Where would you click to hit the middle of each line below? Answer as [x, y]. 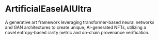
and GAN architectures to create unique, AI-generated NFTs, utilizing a [76, 27]
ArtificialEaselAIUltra [48, 9]
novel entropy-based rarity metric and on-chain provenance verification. [77, 32]
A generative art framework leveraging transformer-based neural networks [80, 22]
